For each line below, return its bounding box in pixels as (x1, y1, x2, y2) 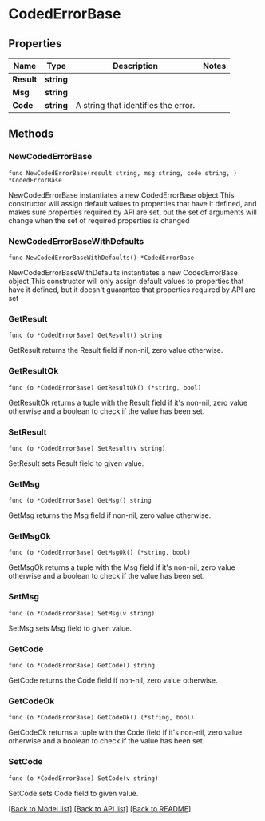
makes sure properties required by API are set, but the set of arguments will (8, 207, 257, 217)
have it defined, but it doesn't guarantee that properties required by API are (8, 285, 255, 294)
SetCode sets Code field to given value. (8, 788, 139, 798)
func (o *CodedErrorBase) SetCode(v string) (8, 774, 159, 783)
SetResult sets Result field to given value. (8, 458, 144, 468)
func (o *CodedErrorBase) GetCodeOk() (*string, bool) (8, 714, 195, 722)
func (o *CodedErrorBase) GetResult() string (8, 331, 162, 340)
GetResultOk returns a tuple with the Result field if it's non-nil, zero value (8, 398, 248, 407)
